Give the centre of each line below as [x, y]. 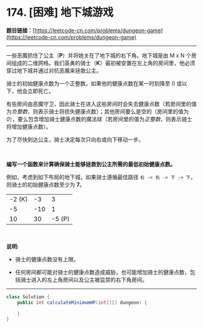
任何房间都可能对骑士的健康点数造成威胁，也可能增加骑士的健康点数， [102, 272]
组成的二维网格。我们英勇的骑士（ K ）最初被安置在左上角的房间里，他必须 [103, 63]
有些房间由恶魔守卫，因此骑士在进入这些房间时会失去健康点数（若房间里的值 [101, 104]
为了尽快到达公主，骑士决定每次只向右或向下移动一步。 [75, 139]
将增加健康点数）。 [29, 126]
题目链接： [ [21, 30]
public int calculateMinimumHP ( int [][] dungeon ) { [82, 303]
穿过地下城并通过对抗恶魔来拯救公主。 [54, 70]
